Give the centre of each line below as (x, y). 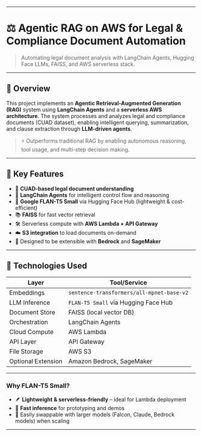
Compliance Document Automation (96, 41)
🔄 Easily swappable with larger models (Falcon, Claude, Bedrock (95, 414)
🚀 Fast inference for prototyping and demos (70, 408)
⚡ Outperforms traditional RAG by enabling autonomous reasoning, (103, 141)
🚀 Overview (28, 89)
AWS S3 (80, 352)
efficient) (26, 208)
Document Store (32, 313)
